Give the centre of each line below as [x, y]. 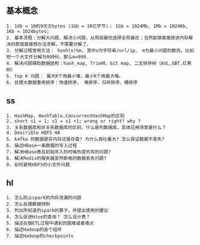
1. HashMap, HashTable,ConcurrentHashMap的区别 [65, 116]
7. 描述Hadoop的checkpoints [40, 236]
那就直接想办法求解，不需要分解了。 [53, 44]
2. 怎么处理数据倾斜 [28, 204]
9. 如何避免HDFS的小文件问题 [38, 165]
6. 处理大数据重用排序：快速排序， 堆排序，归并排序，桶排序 [72, 82]
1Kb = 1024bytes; [28, 31]
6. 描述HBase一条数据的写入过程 [42, 145]
